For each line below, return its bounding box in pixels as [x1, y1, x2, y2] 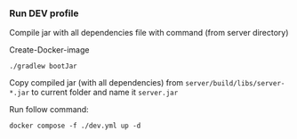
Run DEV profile [9, 7, 79, 20]
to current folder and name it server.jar [30, 87, 179, 98]
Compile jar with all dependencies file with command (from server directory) [9, 28, 289, 38]
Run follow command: [9, 104, 89, 115]
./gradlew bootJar [9, 61, 77, 71]
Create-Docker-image [9, 45, 90, 55]
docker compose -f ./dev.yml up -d [9, 121, 141, 131]
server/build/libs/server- [185, 79, 285, 88]
